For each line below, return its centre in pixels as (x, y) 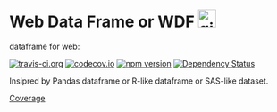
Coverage (27, 98)
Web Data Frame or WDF (102, 22)
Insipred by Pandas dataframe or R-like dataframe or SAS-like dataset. (139, 81)
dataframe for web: (45, 46)
